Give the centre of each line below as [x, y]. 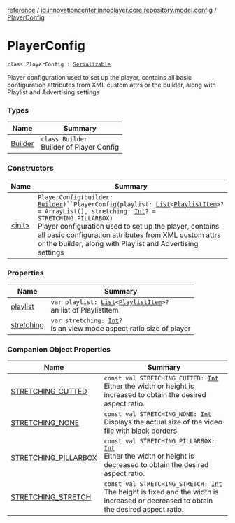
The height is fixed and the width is [161, 492]
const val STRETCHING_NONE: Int [158, 414]
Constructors [30, 169]
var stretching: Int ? [87, 320]
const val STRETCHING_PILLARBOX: [159, 441]
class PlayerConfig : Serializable [59, 64]
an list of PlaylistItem [85, 310]
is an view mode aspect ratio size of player [121, 328]
